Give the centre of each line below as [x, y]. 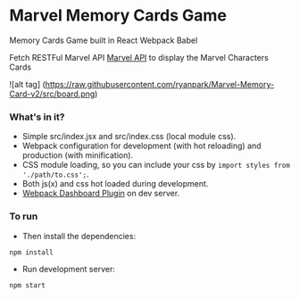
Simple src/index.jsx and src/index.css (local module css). [129, 137]
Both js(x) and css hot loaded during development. [115, 184]
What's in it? [37, 117]
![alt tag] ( [28, 84]
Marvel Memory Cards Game [118, 16]
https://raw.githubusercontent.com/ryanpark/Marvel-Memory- [160, 84]
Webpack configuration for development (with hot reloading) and [141, 146]
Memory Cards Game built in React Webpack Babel [104, 40]
